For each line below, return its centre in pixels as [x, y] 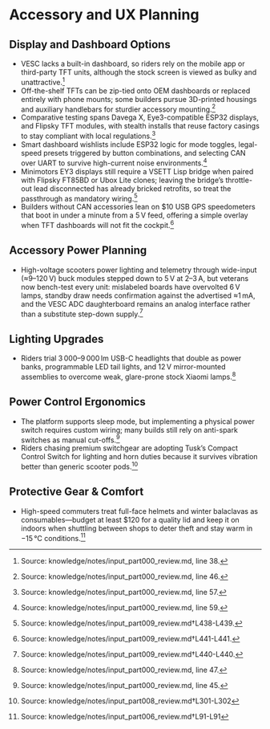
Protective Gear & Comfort [77, 492]
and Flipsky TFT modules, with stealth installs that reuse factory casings [140, 126]
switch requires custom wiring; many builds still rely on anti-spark [129, 430]
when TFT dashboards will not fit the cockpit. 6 [97, 224]
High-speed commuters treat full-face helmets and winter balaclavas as [139, 511]
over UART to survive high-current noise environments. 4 [114, 162]
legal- [248, 144]
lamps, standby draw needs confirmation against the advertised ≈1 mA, [138, 295]
